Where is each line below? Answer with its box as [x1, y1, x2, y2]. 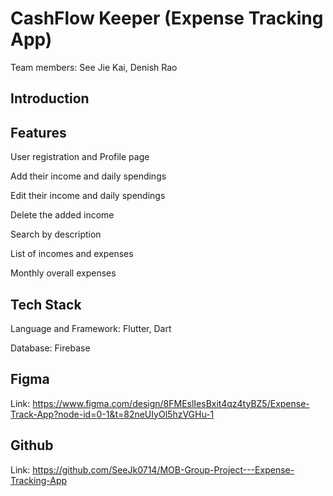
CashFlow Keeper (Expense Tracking [10, 7, 324, 30]
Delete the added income [10, 209, 115, 221]
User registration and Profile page [10, 151, 150, 163]
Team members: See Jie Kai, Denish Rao [10, 61, 178, 73]
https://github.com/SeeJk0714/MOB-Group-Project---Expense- [32, 463, 295, 476]
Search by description [10, 228, 102, 241]
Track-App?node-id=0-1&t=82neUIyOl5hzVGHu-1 [10, 408, 215, 420]
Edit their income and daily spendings [10, 190, 166, 202]
